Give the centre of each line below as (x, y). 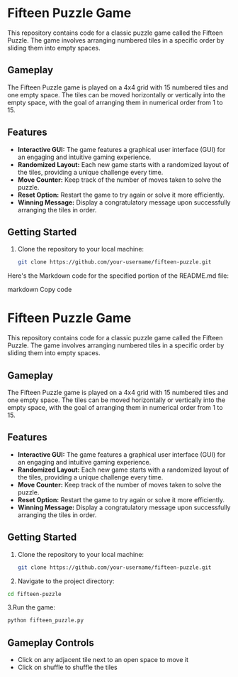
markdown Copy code (40, 290)
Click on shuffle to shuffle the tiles (68, 667)
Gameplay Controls (51, 643)
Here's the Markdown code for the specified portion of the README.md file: (118, 276)
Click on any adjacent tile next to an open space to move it (103, 660)
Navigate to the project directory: (66, 581)
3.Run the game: (31, 607)
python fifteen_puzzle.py (45, 621)
